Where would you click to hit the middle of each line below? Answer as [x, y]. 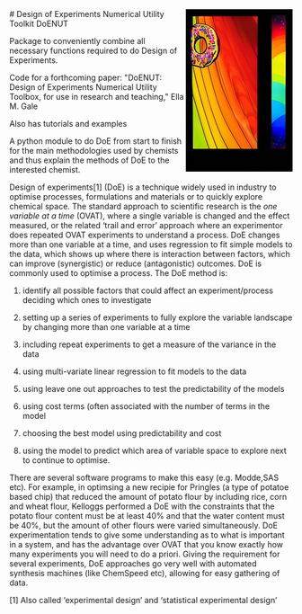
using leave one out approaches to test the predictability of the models [153, 389]
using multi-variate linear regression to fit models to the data [134, 371]
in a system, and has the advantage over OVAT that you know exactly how [147, 544]
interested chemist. [45, 169]
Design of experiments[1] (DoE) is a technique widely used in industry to [143, 187]
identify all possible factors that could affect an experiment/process [148, 290]
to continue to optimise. [66, 460]
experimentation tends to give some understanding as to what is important [147, 535]
